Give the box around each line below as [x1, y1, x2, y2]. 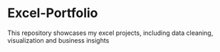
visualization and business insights [7, 36, 110, 44]
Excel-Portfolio [7, 5, 98, 21]
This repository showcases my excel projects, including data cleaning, [7, 28, 214, 37]
